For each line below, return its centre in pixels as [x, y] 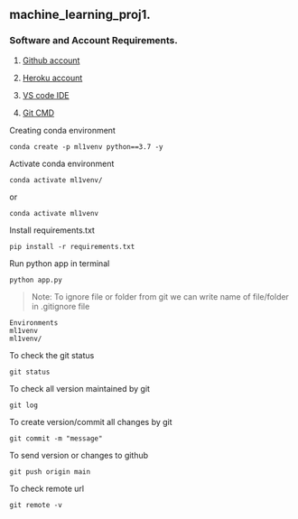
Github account [51, 60]
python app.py [36, 280]
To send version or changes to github [79, 455]
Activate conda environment [62, 163]
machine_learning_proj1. [80, 15]
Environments [34, 323]
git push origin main [50, 472]
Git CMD [38, 113]
